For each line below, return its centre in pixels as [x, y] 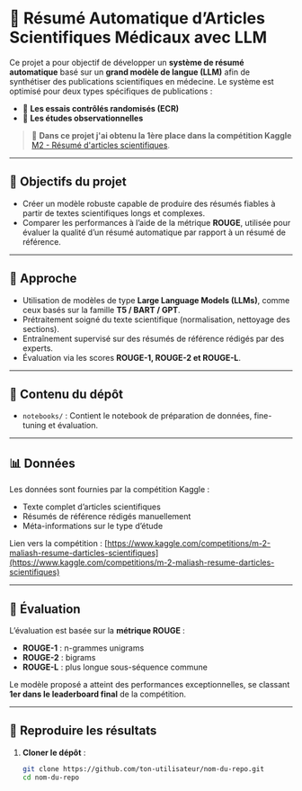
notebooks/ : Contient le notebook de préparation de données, [137, 416]
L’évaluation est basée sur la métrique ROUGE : [98, 630]
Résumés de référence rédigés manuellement [107, 517]
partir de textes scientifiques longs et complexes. [113, 213]
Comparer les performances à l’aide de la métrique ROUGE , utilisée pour [156, 222]
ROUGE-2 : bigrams [59, 657]
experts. [38, 348]
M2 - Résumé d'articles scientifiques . [101, 145]
